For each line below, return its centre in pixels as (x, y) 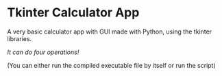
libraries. (20, 38)
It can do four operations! (43, 52)
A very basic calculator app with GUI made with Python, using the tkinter (110, 31)
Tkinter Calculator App (73, 13)
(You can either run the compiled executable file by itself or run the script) (111, 65)
